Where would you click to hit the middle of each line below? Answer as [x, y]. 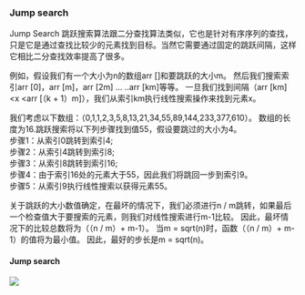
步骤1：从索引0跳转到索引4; [61, 141]
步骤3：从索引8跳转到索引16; [64, 163]
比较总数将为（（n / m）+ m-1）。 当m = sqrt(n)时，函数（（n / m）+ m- [164, 229]
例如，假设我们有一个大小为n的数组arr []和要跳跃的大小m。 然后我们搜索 [146, 76]
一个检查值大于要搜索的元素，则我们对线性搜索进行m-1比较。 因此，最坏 [145, 217]
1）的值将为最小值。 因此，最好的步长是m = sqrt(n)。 [109, 239]
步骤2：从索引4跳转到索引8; [62, 152]
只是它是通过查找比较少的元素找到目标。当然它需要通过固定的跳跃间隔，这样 [153, 45]
